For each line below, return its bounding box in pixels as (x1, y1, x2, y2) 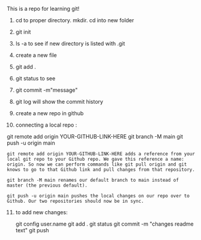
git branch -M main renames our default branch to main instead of (7, 177, 179, 183)
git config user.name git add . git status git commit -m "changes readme (15, 220, 194, 227)
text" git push (15, 227, 50, 233)
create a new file (15, 52, 58, 59)
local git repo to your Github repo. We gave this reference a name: (7, 156, 185, 162)
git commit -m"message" (15, 86, 78, 94)
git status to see (15, 75, 56, 82)
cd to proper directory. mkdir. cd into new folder (15, 17, 134, 23)
